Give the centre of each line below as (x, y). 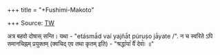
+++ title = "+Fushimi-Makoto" (51, 10)
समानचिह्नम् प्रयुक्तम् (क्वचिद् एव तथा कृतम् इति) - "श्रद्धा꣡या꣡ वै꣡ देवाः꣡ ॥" (81, 44)
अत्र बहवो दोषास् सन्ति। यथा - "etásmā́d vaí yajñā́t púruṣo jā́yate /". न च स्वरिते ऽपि (110, 36)
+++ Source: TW (31, 23)
